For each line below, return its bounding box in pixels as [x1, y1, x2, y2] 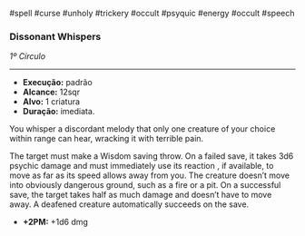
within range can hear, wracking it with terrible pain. [9, 133, 204, 144]
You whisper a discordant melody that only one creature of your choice [9, 123, 276, 134]
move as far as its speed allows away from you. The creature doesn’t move [9, 170, 290, 181]
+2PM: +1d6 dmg [22, 217, 89, 228]
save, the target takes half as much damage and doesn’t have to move [9, 190, 272, 201]
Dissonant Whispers [9, 30, 102, 43]
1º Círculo [9, 51, 46, 62]
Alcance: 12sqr [22, 86, 80, 98]
